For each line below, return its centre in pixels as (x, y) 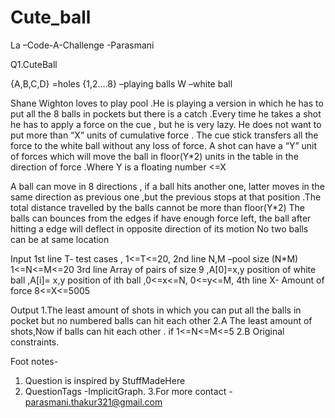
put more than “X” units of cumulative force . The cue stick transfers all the (164, 135)
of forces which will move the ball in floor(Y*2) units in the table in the (154, 156)
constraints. (35, 342)
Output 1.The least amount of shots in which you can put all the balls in (156, 310)
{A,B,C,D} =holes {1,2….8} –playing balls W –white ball (121, 83)
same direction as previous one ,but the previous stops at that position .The (166, 197)
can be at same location (60, 239)
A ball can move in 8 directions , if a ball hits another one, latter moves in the (167, 186)
